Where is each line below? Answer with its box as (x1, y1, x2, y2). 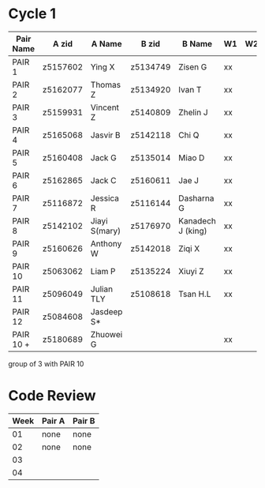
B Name (182, 38, 213, 49)
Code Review (8, 387, 96, 405)
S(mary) (90, 225, 121, 236)
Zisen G (178, 61, 207, 72)
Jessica (90, 193, 120, 204)
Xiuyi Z (178, 265, 204, 276)
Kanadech (178, 215, 217, 226)
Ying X (90, 61, 115, 72)
